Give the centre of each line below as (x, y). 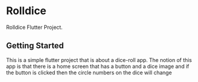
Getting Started (35, 46)
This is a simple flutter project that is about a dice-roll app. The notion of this (99, 60)
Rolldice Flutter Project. (34, 27)
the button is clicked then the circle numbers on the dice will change (89, 73)
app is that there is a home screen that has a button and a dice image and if (98, 66)
